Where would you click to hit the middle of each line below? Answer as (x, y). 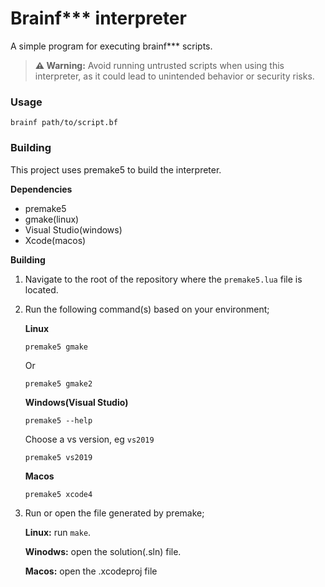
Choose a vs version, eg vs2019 (89, 439)
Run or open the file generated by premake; (114, 513)
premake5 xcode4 (58, 494)
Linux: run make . (58, 532)
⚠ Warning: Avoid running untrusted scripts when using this (159, 65)
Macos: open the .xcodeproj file (91, 571)
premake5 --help (58, 420)
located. (41, 289)
